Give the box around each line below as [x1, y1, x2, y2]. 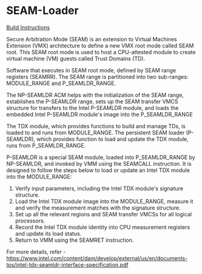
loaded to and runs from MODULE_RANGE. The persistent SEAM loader [6, 129, 185, 136]
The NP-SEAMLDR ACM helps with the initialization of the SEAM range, [6, 91, 184, 98]
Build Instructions [6, 24, 50, 31]
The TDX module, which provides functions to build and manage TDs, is [6, 122, 186, 129]
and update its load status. [15, 230, 82, 237]
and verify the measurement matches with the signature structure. [15, 204, 181, 211]
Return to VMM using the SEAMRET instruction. [15, 236, 134, 244]
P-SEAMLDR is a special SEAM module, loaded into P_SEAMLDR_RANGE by [6, 153, 195, 161]
